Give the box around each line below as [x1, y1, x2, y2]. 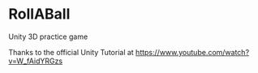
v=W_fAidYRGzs [8, 56, 63, 66]
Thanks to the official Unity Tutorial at [8, 47, 134, 57]
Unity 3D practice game [8, 32, 88, 41]
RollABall [8, 5, 71, 24]
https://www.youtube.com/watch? [135, 47, 250, 57]
